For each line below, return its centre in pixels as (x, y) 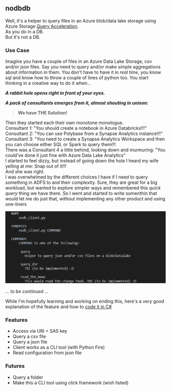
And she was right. (25, 172)
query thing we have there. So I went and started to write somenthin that (81, 193)
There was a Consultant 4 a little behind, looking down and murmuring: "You (85, 150)
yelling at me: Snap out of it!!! (36, 166)
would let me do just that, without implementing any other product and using (85, 199)
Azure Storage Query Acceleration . (42, 26)
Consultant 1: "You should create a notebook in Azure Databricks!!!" (76, 128)
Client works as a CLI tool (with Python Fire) (59, 348)
